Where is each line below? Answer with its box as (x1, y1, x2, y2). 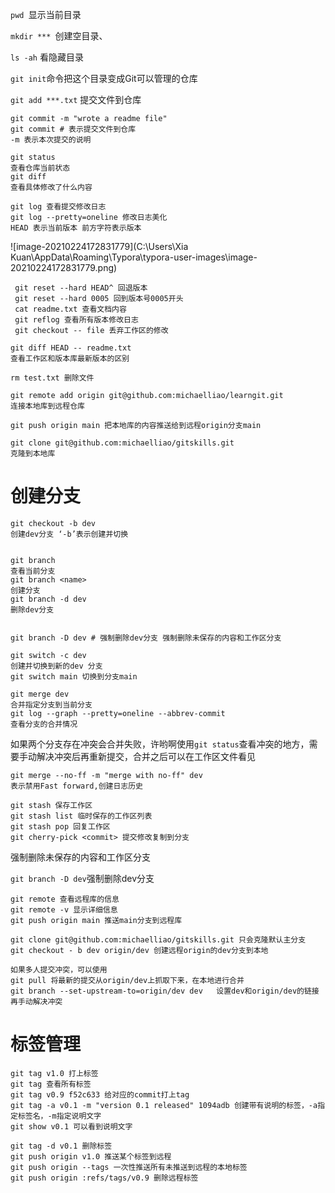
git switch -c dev (10, 650, 87, 660)
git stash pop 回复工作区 (10, 821, 111, 832)
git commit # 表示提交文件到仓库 (10, 124, 137, 134)
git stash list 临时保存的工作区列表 (10, 811, 153, 821)
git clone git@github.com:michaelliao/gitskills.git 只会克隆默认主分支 (10, 934, 307, 945)
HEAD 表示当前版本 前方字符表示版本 (10, 223, 142, 233)
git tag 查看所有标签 (10, 1079, 92, 1089)
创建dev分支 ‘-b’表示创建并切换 (10, 529, 129, 539)
